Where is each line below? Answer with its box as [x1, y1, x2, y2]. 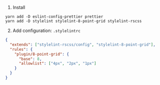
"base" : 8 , [18, 56, 42, 62]
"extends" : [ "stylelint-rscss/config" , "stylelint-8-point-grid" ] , [10, 42, 156, 47]
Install [12, 5, 25, 10]
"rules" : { [10, 47, 33, 52]
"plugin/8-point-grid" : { [14, 51, 70, 56]
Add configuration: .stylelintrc [12, 27, 81, 34]
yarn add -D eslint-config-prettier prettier [5, 14, 103, 19]
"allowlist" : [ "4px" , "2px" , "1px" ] [18, 61, 97, 66]
